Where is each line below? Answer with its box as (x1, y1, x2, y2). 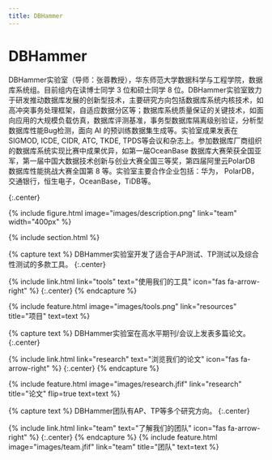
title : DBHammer (8, 11, 63, 20)
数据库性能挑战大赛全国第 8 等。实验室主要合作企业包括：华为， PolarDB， (8, 166, 259, 175)
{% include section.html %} (8, 232, 100, 242)
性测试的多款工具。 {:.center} (8, 259, 107, 269)
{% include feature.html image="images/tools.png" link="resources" (8, 301, 237, 311)
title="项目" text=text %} (8, 311, 91, 320)
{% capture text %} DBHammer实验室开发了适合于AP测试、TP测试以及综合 (8, 249, 259, 259)
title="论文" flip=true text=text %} (8, 389, 121, 398)
